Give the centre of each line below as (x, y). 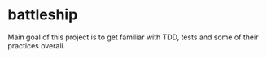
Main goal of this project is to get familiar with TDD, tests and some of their (133, 37)
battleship (43, 15)
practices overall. (37, 45)
